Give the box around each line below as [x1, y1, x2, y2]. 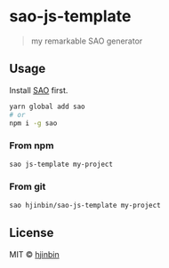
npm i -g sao [9, 118, 58, 128]
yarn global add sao [9, 102, 86, 111]
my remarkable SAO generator [30, 35, 143, 46]
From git [9, 180, 46, 193]
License [9, 225, 54, 240]
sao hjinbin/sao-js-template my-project [9, 201, 162, 209]
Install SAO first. [9, 84, 68, 95]
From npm [9, 139, 54, 152]
